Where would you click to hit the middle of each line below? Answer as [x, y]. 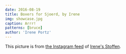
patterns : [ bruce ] [24, 28]
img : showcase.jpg [24, 19]
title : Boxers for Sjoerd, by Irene [42, 14]
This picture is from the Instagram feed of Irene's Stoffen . [63, 46]
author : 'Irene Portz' [28, 32]
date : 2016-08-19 [23, 10]
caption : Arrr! [21, 23]
